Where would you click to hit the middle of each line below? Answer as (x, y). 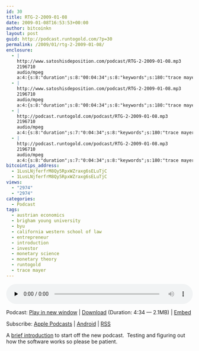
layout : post (22, 34)
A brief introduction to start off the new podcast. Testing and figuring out (96, 335)
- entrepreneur (30, 237)
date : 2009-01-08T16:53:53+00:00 (47, 22)
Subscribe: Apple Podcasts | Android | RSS (59, 324)
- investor (25, 248)
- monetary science (36, 254)
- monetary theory (34, 259)
